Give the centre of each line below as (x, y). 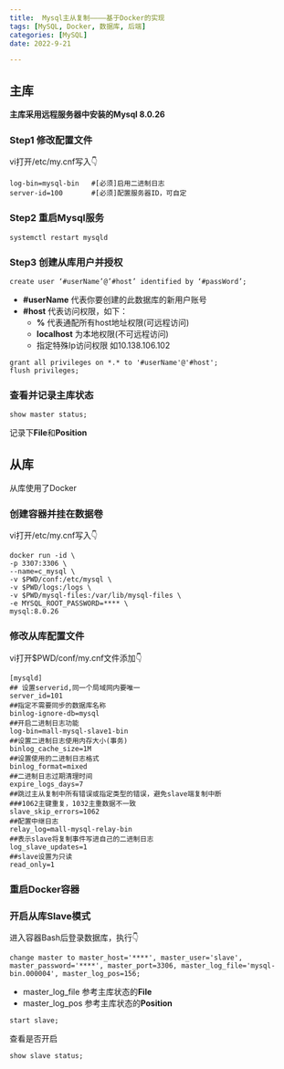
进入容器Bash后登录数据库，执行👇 (74, 938)
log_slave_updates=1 (49, 847)
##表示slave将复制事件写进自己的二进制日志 (82, 839)
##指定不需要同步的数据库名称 (58, 705)
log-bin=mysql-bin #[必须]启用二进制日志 (87, 183)
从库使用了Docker (43, 488)
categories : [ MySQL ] (49, 35)
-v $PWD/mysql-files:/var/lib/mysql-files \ (95, 596)
